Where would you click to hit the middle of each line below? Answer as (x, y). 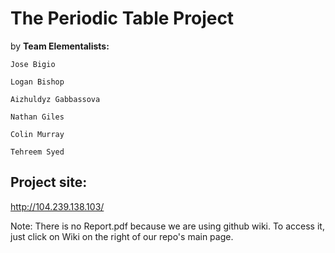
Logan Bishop (37, 82)
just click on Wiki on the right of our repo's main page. (122, 236)
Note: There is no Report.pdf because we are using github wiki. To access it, (167, 226)
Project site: (49, 182)
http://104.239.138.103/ (57, 206)
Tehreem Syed (37, 152)
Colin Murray (37, 134)
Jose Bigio (33, 64)
